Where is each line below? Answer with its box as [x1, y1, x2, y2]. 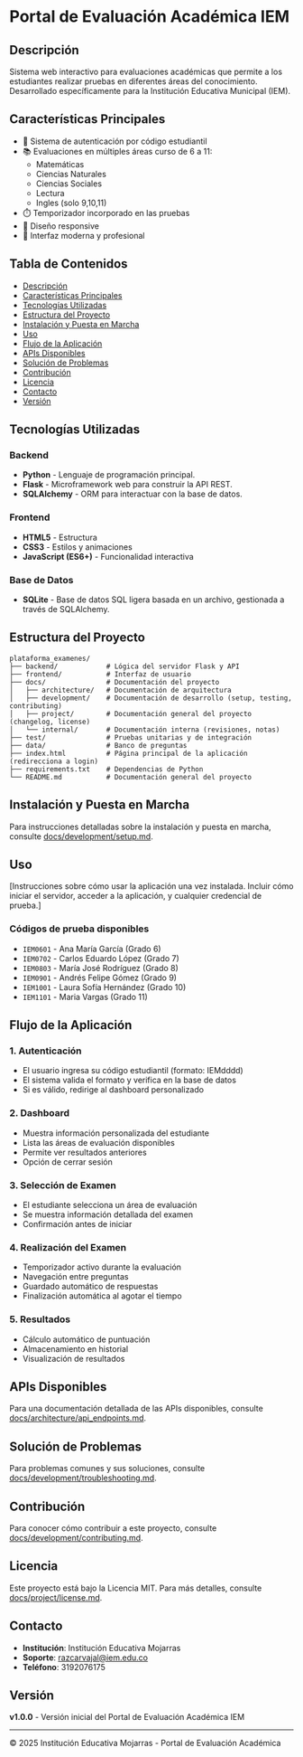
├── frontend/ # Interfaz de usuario [9, 669, 192, 679]
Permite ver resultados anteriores [22, 1147, 147, 1157]
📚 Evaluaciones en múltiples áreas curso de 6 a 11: [22, 146, 213, 156]
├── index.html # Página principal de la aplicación [9, 749, 248, 758]
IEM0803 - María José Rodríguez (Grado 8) [22, 962, 179, 973]
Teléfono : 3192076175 [22, 1661, 106, 1672]
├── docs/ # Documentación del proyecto [9, 677, 220, 686]
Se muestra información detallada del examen [22, 1209, 194, 1220]
